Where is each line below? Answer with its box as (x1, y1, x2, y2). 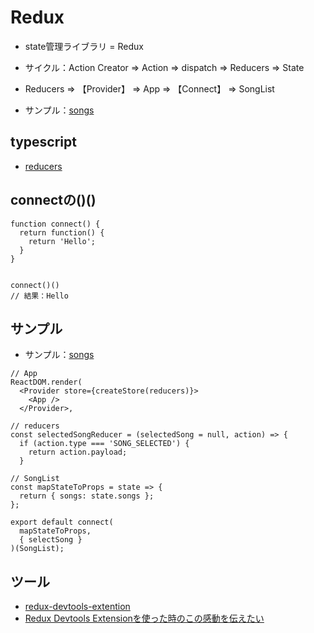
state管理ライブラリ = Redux (24, 40, 144, 52)
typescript (10, 134, 77, 151)
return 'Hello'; (28, 236, 97, 246)
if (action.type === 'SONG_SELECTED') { (19, 439, 190, 449)
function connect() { (10, 219, 101, 229)
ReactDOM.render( (10, 377, 83, 388)
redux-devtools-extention (24, 601, 131, 613)
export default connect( (10, 517, 114, 528)
